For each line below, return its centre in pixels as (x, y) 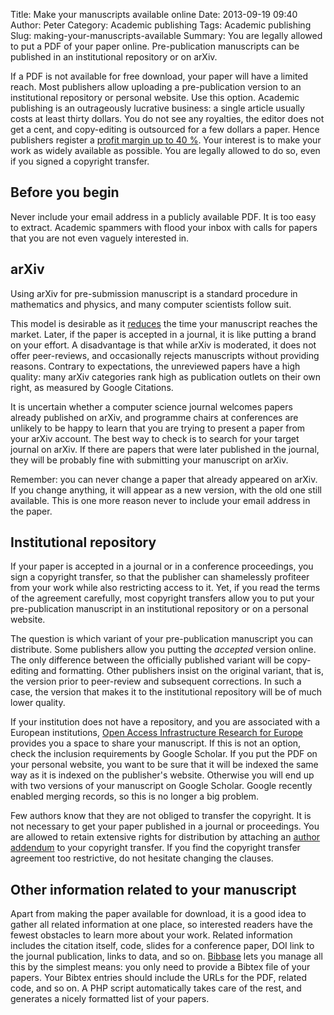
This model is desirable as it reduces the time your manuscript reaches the (164, 323)
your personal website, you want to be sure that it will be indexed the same (164, 765)
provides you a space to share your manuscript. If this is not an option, (156, 743)
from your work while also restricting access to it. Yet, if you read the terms (165, 588)
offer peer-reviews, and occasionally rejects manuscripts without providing (165, 355)
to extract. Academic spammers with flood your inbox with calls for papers (164, 227)
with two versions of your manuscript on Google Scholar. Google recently (161, 786)
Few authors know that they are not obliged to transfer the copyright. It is (161, 816)
